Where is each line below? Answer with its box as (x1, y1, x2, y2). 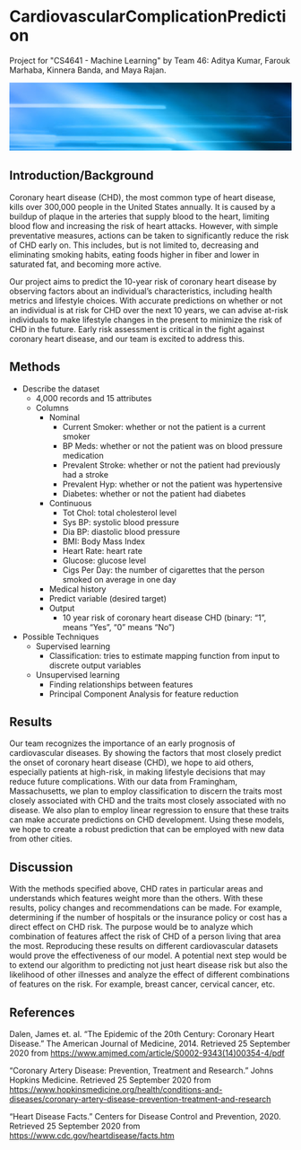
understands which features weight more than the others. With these (9, 893, 263, 904)
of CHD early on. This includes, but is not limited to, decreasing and (9, 240, 260, 250)
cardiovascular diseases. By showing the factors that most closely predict (9, 748, 282, 759)
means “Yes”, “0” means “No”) (62, 621, 176, 632)
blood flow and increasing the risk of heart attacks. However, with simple (9, 220, 279, 231)
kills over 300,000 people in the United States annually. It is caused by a (9, 201, 276, 212)
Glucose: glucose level (62, 555, 146, 566)
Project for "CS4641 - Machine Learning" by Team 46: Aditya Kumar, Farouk (9, 55, 291, 66)
